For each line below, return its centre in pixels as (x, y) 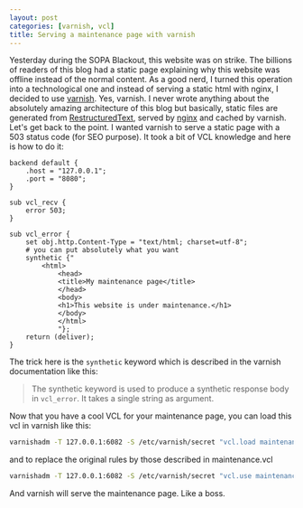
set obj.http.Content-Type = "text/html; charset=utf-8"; (137, 242)
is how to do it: (37, 146)
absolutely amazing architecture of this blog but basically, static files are (143, 108)
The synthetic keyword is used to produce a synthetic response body (160, 389)
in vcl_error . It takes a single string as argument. (123, 399)
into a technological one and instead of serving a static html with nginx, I (144, 89)
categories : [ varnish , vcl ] (62, 26)
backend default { (44, 164)
